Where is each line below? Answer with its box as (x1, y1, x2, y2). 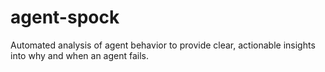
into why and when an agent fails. (10, 49, 150, 61)
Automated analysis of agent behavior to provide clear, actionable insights (10, 39, 316, 51)
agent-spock (10, 6, 120, 29)
